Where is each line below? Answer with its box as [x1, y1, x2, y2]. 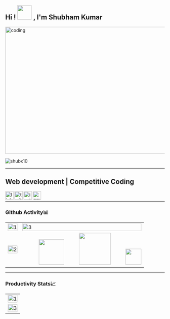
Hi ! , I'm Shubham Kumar [5, 13, 103, 22]
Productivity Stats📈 [5, 280, 56, 287]
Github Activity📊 [5, 209, 49, 216]
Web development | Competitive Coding [5, 177, 135, 186]
